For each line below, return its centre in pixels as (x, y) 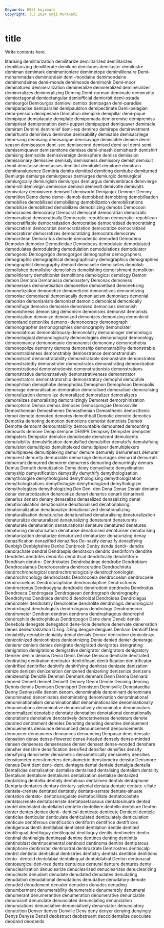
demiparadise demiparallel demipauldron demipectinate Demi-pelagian (76, 108)
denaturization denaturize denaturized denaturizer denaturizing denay (76, 536)
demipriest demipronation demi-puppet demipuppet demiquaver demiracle (80, 124)
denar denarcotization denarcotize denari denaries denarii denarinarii (75, 494)
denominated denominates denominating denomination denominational (77, 697)
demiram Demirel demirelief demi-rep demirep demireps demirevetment (77, 129)
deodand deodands (25, 921)
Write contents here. (26, 52)
